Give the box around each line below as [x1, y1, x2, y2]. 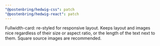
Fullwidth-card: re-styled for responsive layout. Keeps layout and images [5, 25, 150, 31]
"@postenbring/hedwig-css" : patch [5, 7, 75, 12]
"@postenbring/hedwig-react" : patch [5, 12, 79, 16]
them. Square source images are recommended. [5, 35, 102, 41]
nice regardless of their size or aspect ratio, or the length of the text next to [5, 30, 155, 36]
